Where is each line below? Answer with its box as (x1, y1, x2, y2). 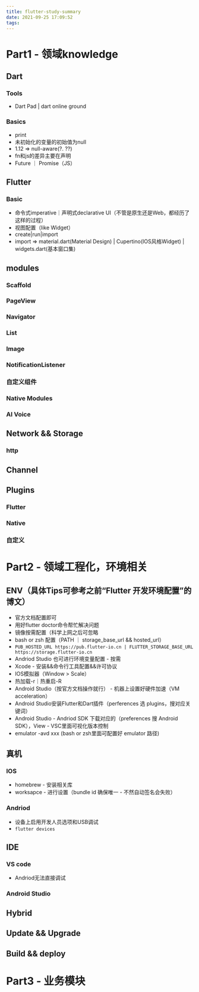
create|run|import (14, 231, 58, 238)
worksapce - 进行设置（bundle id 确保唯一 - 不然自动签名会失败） (14, 789, 176, 796)
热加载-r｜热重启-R (14, 677, 62, 685)
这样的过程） (14, 217, 46, 224)
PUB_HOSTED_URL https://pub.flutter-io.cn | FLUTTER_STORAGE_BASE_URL (14, 644, 194, 650)
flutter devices (14, 826, 55, 832)
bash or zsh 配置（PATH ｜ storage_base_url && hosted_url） (14, 636, 165, 643)
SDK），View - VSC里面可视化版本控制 (14, 722, 109, 729)
